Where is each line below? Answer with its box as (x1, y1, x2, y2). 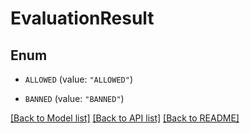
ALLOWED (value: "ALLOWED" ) (24, 73, 133, 85)
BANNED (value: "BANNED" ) (24, 93, 125, 104)
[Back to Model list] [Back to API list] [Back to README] (10, 112, 240, 124)
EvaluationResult (10, 7, 155, 30)
